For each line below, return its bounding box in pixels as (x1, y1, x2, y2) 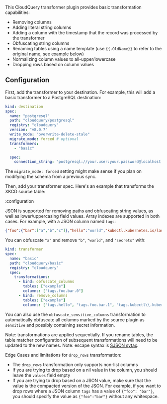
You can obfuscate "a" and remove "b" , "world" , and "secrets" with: (5, 237, 146, 243)
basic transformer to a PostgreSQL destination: (5, 94, 101, 100)
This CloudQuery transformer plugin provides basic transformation (5, 4, 142, 10)
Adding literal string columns (12, 24, 72, 30)
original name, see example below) (12, 51, 84, 57)
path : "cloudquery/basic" (9, 261, 64, 266)
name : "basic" (9, 256, 39, 261)
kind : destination (5, 104, 43, 109)
